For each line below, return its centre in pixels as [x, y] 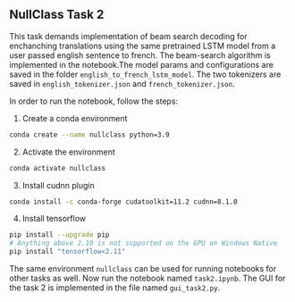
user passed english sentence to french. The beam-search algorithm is [140, 55]
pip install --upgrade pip [59, 235]
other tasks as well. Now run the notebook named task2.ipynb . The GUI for [147, 278]
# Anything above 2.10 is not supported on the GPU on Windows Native [143, 243]
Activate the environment [69, 152]
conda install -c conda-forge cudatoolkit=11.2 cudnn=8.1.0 [124, 201]
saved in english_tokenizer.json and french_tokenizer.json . [122, 83]
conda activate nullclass [57, 168]
